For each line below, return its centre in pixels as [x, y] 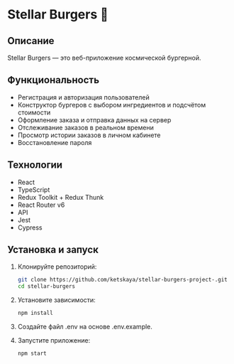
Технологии [35, 165]
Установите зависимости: [56, 300]
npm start [32, 354]
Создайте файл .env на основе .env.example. [85, 327]
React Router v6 [41, 205]
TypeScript [34, 189]
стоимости [34, 112]
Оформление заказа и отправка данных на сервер [94, 119]
